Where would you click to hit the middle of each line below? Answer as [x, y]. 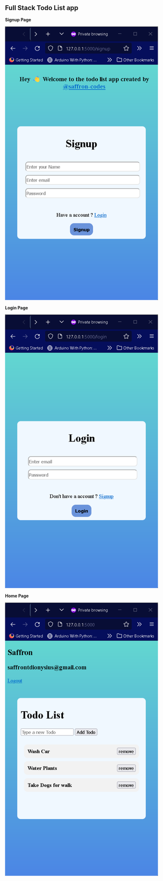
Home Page [17, 596]
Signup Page [18, 19]
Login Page [16, 308]
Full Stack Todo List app [42, 8]
